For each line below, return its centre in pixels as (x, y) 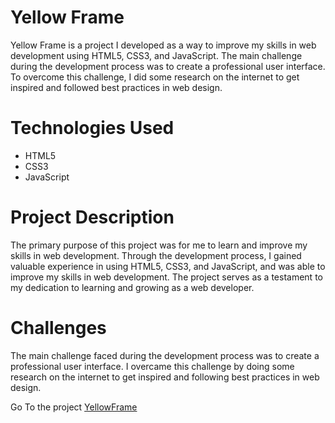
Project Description (92, 217)
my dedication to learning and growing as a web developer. (132, 287)
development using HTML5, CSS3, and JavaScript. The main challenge (156, 55)
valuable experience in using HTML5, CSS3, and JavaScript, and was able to (168, 266)
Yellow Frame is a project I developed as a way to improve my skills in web (163, 45)
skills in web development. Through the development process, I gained (156, 255)
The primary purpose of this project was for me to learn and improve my (159, 245)
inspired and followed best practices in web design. (116, 87)
